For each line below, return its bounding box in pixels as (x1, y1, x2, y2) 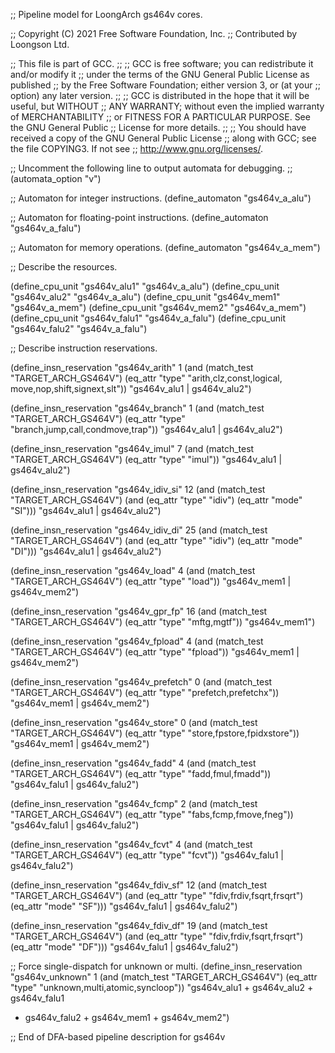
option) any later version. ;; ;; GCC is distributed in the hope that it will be (10, 90, 310, 101)
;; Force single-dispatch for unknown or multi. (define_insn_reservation (10, 960, 303, 972)
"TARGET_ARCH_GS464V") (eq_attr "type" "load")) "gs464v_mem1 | (10, 575, 292, 587)
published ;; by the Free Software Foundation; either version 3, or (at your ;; (10, 79, 321, 91)
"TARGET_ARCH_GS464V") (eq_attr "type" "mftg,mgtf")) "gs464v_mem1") (10, 616, 316, 628)
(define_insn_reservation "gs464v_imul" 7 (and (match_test (10, 443, 255, 454)
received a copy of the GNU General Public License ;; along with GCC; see (10, 132, 317, 144)
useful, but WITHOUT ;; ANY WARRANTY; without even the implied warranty (10, 100, 325, 112)
